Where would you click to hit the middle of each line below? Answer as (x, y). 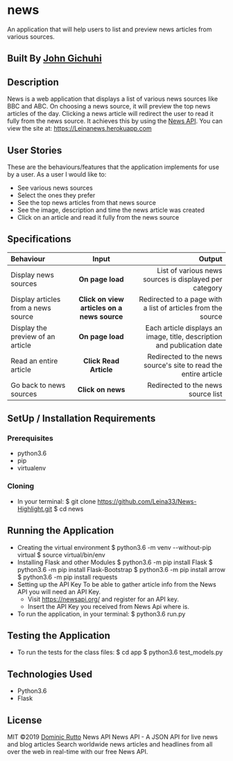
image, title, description (184, 336)
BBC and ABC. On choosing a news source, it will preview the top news (109, 106)
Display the (29, 327)
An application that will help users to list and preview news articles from (110, 29)
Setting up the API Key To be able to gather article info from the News (116, 584)
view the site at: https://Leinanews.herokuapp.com (79, 129)
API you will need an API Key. (59, 591)
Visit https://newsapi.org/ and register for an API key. (103, 599)
